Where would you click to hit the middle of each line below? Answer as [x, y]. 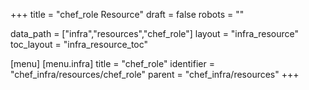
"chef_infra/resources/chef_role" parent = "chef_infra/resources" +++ [155, 74]
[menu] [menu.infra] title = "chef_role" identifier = [112, 63]
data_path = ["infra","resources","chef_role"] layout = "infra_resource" [154, 33]
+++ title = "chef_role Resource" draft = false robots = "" [127, 14]
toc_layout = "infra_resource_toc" [79, 44]
